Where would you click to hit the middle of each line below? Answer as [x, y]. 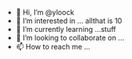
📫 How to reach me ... [53, 47]
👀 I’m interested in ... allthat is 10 [69, 21]
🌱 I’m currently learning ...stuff [66, 29]
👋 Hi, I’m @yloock [45, 12]
